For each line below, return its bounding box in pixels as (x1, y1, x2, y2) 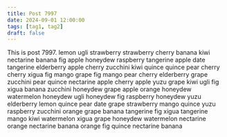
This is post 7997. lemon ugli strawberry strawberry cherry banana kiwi (7, 48, 210, 57)
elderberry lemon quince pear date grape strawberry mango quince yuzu (7, 100, 216, 108)
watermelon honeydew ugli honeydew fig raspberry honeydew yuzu (7, 93, 202, 101)
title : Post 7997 (7, 10, 57, 17)
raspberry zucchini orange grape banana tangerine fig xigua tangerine (7, 107, 208, 116)
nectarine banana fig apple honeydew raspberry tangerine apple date (7, 56, 206, 64)
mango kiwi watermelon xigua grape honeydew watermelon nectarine (7, 115, 206, 123)
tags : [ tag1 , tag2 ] (7, 23, 64, 30)
